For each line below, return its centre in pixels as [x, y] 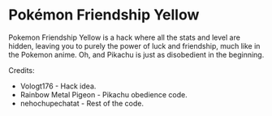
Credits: [22, 70]
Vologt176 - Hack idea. [58, 86]
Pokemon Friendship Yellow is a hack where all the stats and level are [125, 37]
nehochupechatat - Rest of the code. [82, 103]
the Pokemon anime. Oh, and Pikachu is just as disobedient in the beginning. [136, 54]
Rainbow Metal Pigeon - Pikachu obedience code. [104, 94]
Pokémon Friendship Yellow [104, 15]
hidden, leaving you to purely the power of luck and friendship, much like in [134, 45]
